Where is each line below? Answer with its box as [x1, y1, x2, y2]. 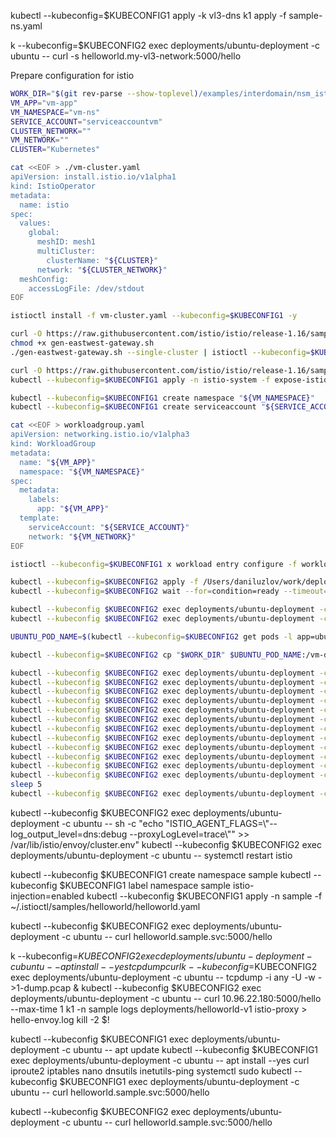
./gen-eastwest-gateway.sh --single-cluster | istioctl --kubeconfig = [10, 347, 311, 357]
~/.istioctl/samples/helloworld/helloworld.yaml [10, 900, 201, 912]
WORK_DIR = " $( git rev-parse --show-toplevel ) [10, 89, 199, 99]
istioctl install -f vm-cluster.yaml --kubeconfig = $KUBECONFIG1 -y [10, 311, 298, 321]
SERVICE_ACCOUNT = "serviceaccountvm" [10, 116, 163, 127]
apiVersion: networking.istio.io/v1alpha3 [10, 430, 190, 440]
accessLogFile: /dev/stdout [28, 283, 145, 294]
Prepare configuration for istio [10, 70, 135, 81]
